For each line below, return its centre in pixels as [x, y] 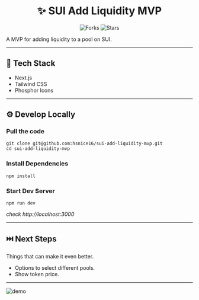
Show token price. [37, 274]
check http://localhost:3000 [40, 214]
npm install [21, 176]
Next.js [23, 78]
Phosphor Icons [34, 90]
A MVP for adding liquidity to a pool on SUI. [59, 39]
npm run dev [21, 203]
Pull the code [25, 132]
